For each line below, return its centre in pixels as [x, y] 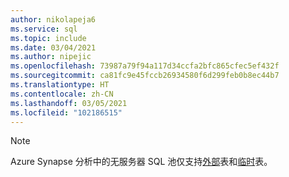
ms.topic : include [48, 38]
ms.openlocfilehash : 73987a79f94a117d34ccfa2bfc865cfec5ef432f [145, 66]
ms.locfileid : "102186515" [66, 112]
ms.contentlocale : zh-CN [62, 94]
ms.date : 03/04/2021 [53, 47]
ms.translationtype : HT [60, 85]
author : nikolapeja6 [53, 19]
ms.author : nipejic [51, 57]
